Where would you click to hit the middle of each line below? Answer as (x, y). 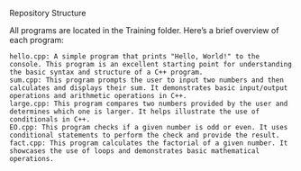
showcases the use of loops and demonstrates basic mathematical (134, 151)
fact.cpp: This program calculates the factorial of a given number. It (149, 143)
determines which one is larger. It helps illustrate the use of (134, 112)
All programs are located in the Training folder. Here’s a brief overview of (144, 30)
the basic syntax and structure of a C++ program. (106, 72)
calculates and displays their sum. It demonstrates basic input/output (149, 88)
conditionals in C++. (50, 120)
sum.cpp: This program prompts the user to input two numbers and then (146, 80)
